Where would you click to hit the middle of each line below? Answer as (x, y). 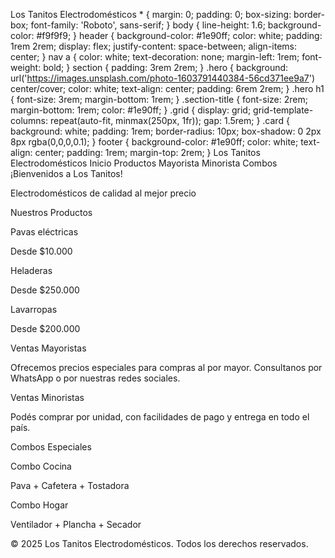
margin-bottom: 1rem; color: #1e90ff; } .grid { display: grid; (131, 110)
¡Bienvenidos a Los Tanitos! (66, 173)
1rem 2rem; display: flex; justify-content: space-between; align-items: (154, 46)
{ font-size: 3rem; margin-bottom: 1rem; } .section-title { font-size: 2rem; (159, 99)
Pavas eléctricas (44, 232)
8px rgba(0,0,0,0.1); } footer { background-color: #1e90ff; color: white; (154, 142)
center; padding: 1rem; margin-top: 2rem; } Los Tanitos (147, 152)
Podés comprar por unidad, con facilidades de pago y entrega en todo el (160, 417)
